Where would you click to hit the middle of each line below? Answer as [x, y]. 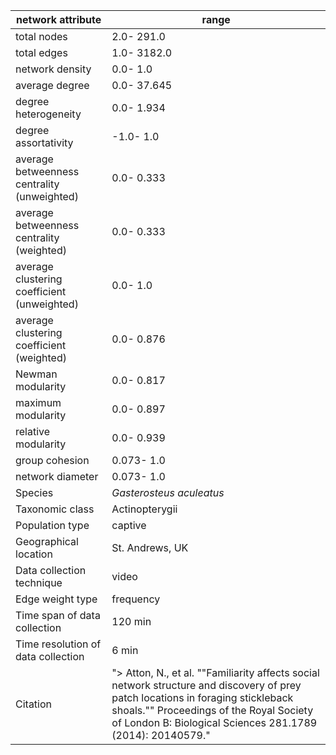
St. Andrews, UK [150, 547]
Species [34, 492]
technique [39, 582]
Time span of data [58, 615]
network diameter [57, 476]
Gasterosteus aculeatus [168, 492]
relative [33, 431]
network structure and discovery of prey [206, 685]
